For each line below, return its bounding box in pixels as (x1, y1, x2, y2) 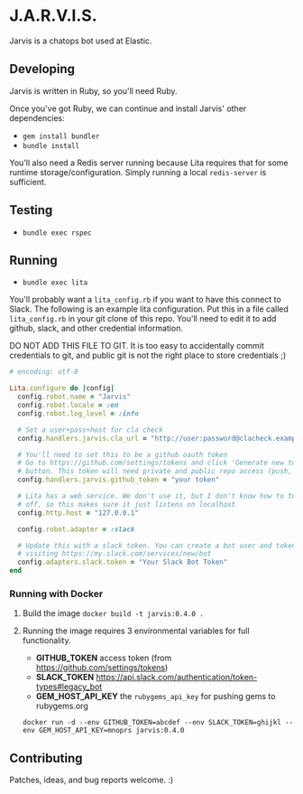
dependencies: (9, 112, 65, 123)
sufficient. (9, 176, 47, 187)
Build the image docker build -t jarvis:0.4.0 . (22, 608, 205, 619)
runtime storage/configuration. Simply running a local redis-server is (9, 166, 267, 177)
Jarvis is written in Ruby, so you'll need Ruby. (9, 85, 178, 96)
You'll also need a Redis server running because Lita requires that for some (9, 157, 289, 168)
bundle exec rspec (22, 228, 92, 238)
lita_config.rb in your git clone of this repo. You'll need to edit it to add (9, 313, 277, 324)
